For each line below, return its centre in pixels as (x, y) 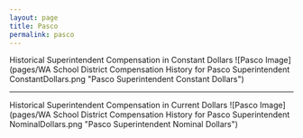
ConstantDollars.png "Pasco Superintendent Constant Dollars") (127, 79)
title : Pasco (34, 26)
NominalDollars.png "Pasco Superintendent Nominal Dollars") (124, 124)
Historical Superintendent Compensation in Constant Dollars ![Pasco (136, 60)
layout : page (34, 18)
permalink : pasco (42, 34)
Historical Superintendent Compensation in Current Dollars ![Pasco (134, 106)
